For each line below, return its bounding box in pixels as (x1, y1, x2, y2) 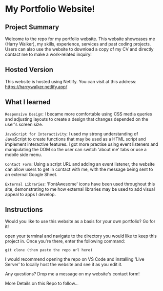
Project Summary (5, 23, 60, 31)
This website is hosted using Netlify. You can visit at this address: (5, 78, 137, 84)
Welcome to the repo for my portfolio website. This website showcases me (5, 36, 155, 42)
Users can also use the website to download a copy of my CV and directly (5, 46, 154, 52)
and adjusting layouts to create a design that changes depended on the (5, 116, 148, 122)
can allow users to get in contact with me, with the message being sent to (5, 166, 153, 172)
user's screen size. (5, 121, 43, 127)
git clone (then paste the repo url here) (5, 248, 93, 253)
